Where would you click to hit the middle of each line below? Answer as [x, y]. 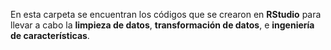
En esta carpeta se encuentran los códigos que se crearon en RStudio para [166, 14]
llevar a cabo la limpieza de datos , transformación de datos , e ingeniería [162, 25]
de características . [50, 35]
